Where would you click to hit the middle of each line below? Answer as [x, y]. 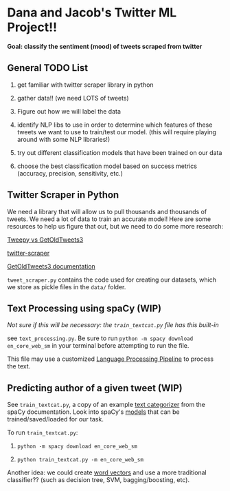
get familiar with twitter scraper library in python [85, 85]
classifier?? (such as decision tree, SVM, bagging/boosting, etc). [99, 480]
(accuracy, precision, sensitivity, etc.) [70, 173]
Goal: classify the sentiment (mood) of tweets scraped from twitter [105, 46]
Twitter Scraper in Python [63, 195]
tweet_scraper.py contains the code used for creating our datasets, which [112, 280]
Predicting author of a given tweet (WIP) [95, 388]
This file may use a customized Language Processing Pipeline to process [111, 359]
